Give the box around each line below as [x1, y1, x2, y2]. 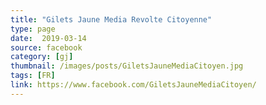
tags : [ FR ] [10, 71, 56, 81]
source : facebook [10, 42, 83, 53]
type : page [10, 24, 56, 34]
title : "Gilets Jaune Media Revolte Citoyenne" [10, 14, 213, 25]
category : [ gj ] [10, 52, 74, 62]
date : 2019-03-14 [10, 33, 87, 43]
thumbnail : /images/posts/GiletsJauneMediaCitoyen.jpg [10, 61, 244, 71]
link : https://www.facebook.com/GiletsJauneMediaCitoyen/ [10, 80, 257, 90]
